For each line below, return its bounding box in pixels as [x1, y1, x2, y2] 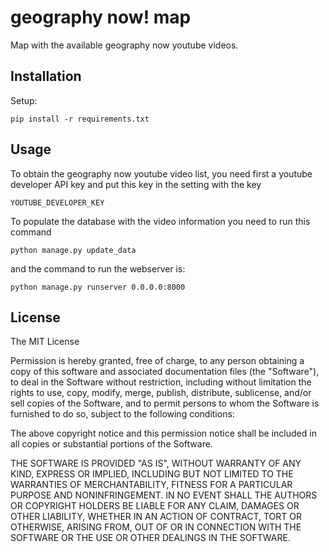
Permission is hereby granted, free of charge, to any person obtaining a [10, 355, 305, 367]
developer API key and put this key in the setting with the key [10, 178, 262, 190]
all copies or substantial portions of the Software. [10, 438, 213, 450]
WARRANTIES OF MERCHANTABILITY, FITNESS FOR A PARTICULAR [10, 479, 293, 491]
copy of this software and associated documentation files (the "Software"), [10, 366, 320, 378]
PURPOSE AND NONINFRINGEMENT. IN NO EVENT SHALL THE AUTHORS [10, 489, 318, 501]
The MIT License [10, 336, 80, 348]
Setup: [10, 94, 38, 106]
